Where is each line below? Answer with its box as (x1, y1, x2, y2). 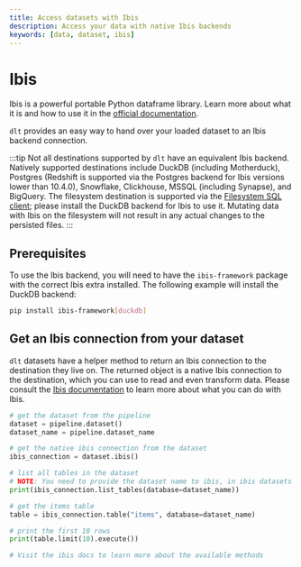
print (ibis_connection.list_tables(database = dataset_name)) (9, 485, 241, 494)
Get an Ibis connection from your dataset (9, 331, 244, 347)
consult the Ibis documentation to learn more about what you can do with (9, 384, 282, 395)
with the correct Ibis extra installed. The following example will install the (9, 279, 279, 290)
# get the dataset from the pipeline (9, 411, 151, 420)
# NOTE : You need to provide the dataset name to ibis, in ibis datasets (9, 477, 293, 487)
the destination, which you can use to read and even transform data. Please (9, 374, 290, 385)
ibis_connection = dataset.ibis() (9, 453, 140, 462)
